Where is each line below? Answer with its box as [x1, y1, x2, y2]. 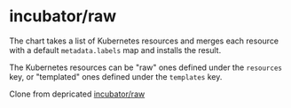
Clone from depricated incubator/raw [9, 89, 145, 99]
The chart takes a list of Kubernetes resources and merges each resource [9, 35, 279, 46]
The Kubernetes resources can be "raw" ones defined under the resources [9, 62, 282, 73]
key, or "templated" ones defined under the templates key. [9, 71, 223, 81]
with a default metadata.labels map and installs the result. [9, 44, 222, 55]
